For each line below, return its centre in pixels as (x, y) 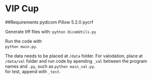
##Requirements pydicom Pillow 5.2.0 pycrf (49, 22)
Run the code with (24, 41)
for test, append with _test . (33, 71)
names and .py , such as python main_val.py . (50, 66)
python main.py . (21, 46)
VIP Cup (22, 9)
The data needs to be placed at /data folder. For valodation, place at (74, 56)
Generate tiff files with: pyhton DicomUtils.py (51, 31)
